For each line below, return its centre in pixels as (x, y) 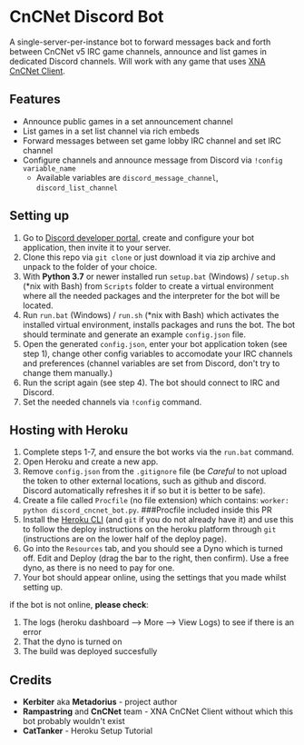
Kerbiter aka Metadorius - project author (100, 702)
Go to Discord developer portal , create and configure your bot (138, 237)
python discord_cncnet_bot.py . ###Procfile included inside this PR (147, 510)
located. (38, 305)
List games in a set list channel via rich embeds (111, 131)
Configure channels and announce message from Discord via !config (152, 160)
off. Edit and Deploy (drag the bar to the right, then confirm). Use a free (156, 558)
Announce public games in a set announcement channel (127, 121)
